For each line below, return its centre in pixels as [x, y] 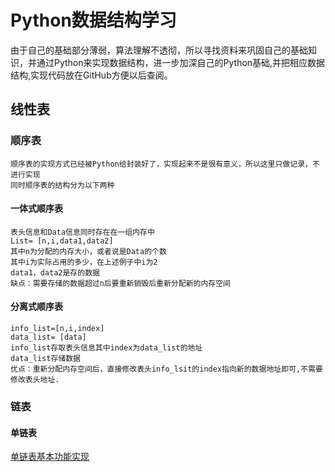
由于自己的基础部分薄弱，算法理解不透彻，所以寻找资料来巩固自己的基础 [159, 50]
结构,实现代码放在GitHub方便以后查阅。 [91, 75]
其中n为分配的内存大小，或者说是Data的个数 [88, 251]
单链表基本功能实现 [50, 457]
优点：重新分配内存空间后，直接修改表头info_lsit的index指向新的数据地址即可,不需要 [166, 369]
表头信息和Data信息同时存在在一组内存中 [82, 232]
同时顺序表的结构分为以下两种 [62, 185]
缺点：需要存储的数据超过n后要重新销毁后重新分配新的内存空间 [120, 283]
